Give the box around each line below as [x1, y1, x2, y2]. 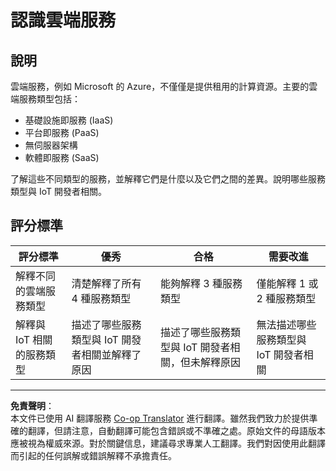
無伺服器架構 [24, 139, 78, 151]
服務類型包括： [18, 93, 81, 105]
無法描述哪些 [256, 317, 317, 331]
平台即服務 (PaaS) [24, 127, 100, 138]
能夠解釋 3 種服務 [160, 276, 243, 290]
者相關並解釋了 [71, 347, 142, 361]
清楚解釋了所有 [71, 276, 142, 290]
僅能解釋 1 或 [256, 276, 319, 290]
